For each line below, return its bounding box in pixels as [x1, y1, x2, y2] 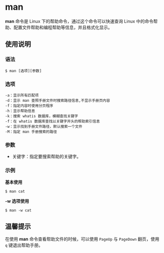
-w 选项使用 [5, 198, 29, 204]
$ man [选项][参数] [5, 68, 42, 73]
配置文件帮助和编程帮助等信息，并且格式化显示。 [13, 24, 113, 30]
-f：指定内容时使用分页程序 [5, 103, 54, 108]
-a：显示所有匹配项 [5, 92, 39, 98]
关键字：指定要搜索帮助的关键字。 [12, 154, 81, 160]
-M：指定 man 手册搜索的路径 [5, 129, 57, 134]
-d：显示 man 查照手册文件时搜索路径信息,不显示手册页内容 [5, 98, 110, 103]
